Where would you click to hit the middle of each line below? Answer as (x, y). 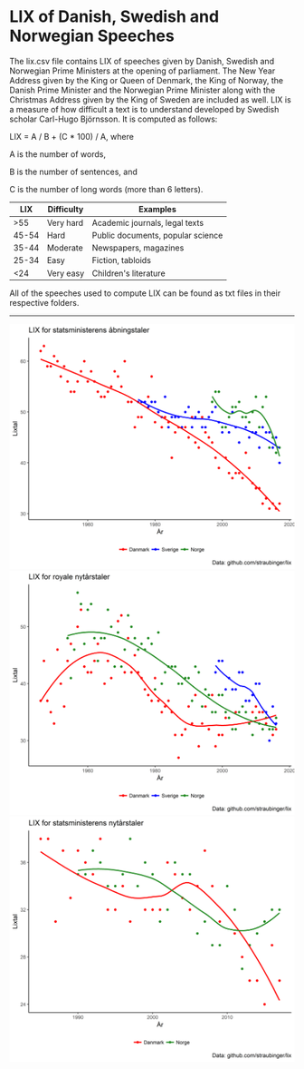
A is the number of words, (58, 154)
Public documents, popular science (157, 235)
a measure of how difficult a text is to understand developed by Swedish (144, 109)
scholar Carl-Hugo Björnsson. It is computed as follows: (114, 119)
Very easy (66, 273)
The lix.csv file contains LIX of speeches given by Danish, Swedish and (142, 61)
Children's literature (128, 273)
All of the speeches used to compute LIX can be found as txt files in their (145, 293)
